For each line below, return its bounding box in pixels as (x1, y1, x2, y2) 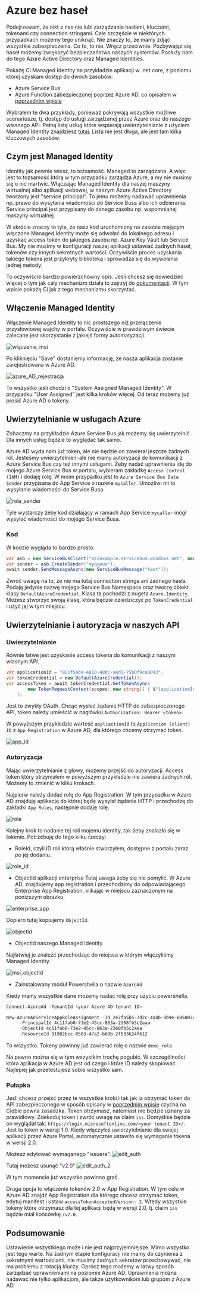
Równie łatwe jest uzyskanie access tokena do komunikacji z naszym (6, 651, 176, 659)
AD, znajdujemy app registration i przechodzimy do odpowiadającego (14, 880, 186, 887)
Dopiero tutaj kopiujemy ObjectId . (6, 916, 89, 923)
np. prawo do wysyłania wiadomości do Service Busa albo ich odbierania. (6, 199, 187, 206)
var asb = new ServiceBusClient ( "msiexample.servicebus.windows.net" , (6, 555, 185, 561)
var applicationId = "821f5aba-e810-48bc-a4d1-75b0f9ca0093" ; (6, 669, 164, 675)
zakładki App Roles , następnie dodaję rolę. (6, 804, 110, 811)
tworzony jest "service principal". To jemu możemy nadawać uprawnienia (6, 192, 186, 200)
